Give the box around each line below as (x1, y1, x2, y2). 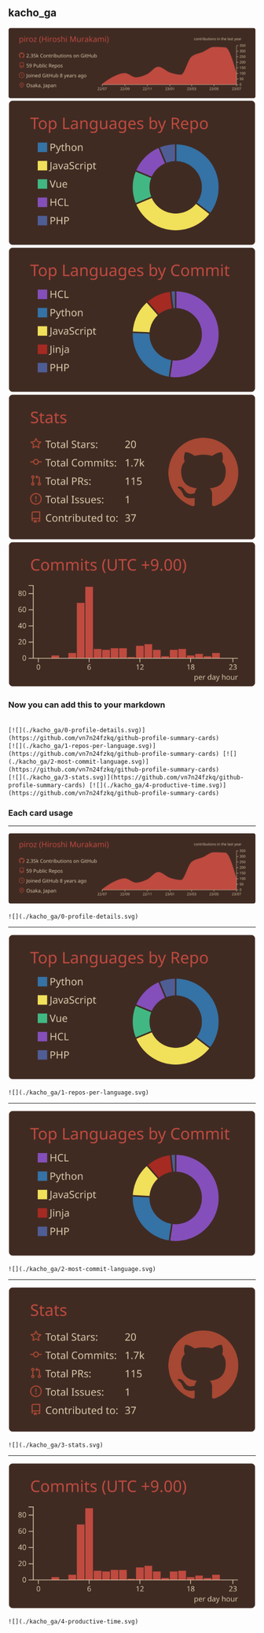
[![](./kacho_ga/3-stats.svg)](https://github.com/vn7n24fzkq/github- (8, 773, 244, 781)
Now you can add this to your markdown (8, 699, 166, 710)
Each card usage (8, 807, 73, 818)
